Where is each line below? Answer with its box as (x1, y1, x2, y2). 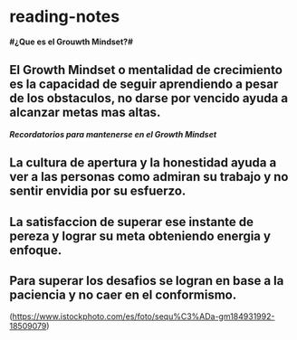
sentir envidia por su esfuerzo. (9, 184, 187, 199)
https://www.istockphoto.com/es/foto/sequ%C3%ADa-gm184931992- (12, 311, 275, 322)
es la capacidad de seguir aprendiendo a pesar (9, 77, 279, 92)
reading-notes (9, 6, 120, 27)
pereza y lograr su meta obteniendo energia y (9, 228, 272, 243)
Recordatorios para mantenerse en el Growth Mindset (9, 128, 217, 139)
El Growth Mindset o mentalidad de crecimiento (9, 62, 283, 78)
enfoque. (9, 242, 62, 258)
